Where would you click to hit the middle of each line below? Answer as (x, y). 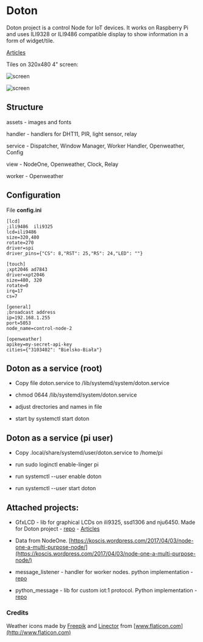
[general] (19, 307)
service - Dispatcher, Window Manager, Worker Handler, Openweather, (96, 146)
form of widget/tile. (30, 40)
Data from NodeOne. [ (43, 540)
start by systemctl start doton (52, 419)
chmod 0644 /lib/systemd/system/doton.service (76, 395)
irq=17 (15, 291)
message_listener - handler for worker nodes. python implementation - (104, 572)
